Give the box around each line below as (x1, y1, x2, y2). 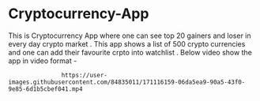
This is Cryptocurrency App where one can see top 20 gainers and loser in (8, 31, 251, 40)
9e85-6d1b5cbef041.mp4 (8, 84, 83, 93)
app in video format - (8, 56, 77, 65)
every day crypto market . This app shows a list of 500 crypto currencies (8, 39, 246, 48)
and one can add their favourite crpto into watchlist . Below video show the (8, 47, 253, 57)
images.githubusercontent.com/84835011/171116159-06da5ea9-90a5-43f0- (8, 78, 246, 86)
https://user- (61, 71, 108, 79)
